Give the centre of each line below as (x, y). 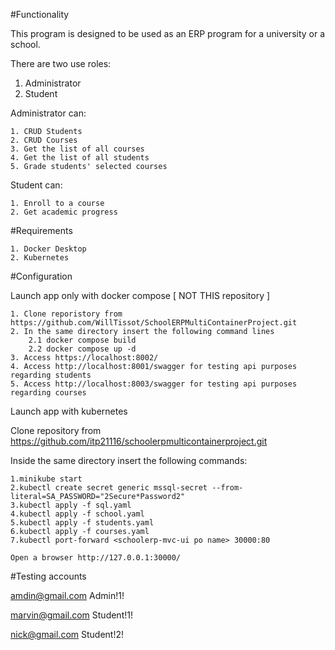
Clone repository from (56, 430)
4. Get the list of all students (80, 158)
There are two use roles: (61, 63)
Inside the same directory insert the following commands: (129, 460)
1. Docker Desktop (48, 249)
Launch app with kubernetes (69, 411)
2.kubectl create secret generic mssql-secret (109, 488)
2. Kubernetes (40, 258)
